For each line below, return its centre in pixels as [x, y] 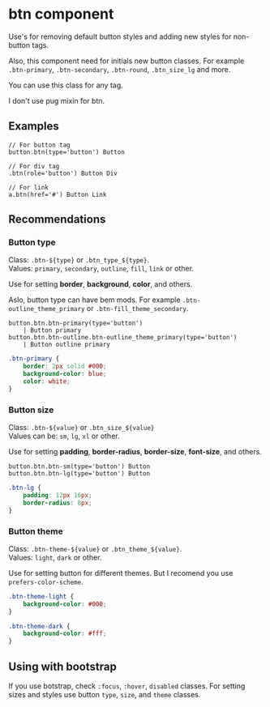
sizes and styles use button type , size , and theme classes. [105, 694]
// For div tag [34, 166]
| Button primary [52, 330]
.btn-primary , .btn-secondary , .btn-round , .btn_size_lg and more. [120, 69]
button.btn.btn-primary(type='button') [76, 324]
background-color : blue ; [65, 374]
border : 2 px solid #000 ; [65, 366]
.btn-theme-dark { [39, 626]
